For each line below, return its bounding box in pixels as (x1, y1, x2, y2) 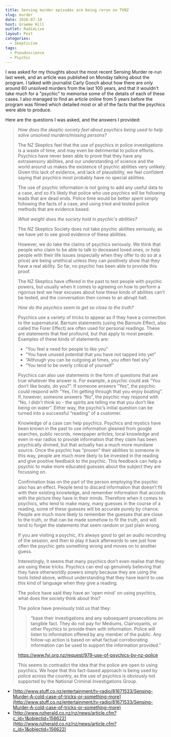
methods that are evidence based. (17, 206, 90, 212)
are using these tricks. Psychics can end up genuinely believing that (17, 564, 161, 570)
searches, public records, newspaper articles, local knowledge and (17, 431, 159, 437)
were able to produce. (5, 107, 52, 113)
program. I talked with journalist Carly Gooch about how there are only (5, 80, 153, 86)
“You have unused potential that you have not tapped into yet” (25, 351, 156, 358)
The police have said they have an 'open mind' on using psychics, (17, 590, 157, 596)
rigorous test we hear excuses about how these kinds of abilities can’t (17, 289, 165, 295)
